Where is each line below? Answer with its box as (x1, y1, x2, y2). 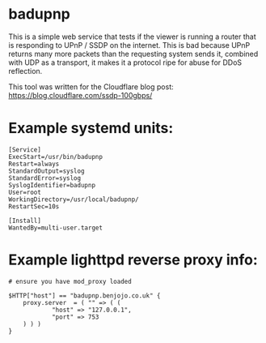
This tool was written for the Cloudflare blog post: (8, 82, 174, 92)
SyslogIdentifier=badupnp (8, 181, 95, 189)
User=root (8, 188, 42, 196)
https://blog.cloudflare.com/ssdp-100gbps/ (8, 90, 153, 100)
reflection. (8, 66, 43, 75)
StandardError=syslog (8, 174, 82, 182)
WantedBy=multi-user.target (8, 224, 103, 232)
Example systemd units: (8, 119, 174, 138)
